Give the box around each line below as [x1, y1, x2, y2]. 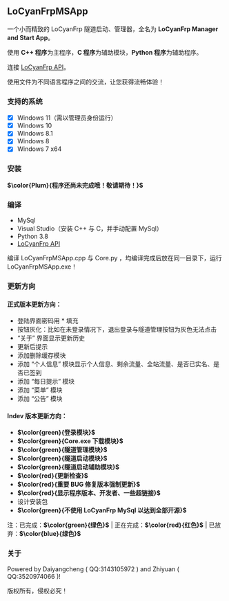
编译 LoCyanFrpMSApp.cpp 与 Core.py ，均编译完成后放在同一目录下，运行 [7, 254, 222, 262]
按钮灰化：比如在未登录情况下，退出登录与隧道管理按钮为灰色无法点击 [17, 325, 217, 334]
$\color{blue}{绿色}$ [19, 530, 81, 538]
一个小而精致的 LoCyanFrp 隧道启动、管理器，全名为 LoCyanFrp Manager [7, 24, 219, 33]
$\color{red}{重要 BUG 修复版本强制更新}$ [17, 481, 141, 489]
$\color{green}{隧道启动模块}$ [17, 454, 108, 463]
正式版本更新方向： [7, 300, 62, 308]
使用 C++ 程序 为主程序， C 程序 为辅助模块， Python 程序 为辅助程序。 [7, 48, 203, 56]
